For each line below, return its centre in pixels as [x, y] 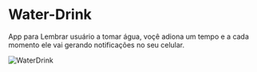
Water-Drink [50, 15]
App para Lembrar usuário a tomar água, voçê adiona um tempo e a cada [129, 36]
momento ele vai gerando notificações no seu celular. [97, 44]
